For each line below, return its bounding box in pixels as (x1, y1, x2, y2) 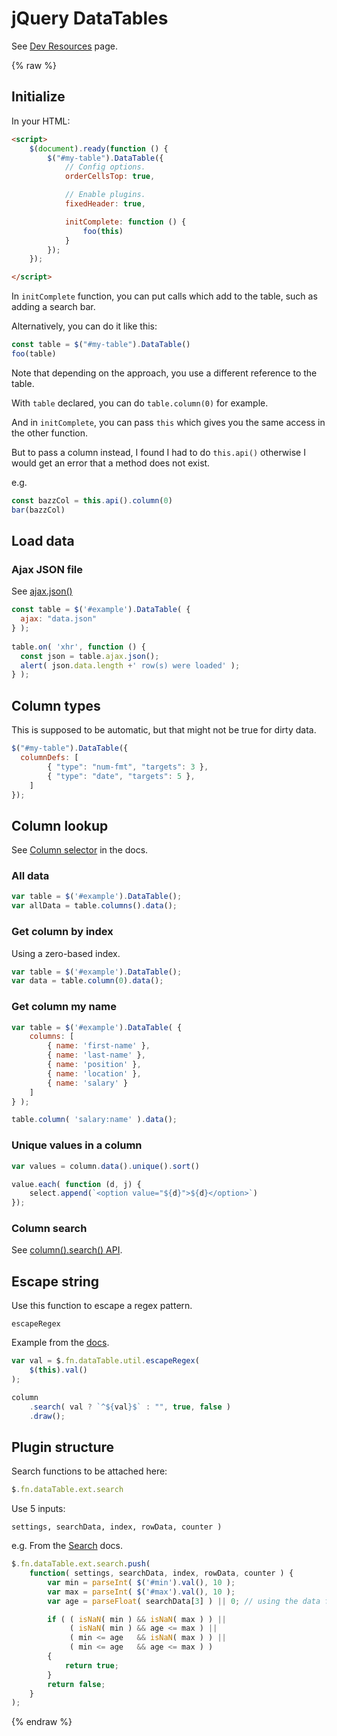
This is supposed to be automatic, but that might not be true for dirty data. (11, 724, 317, 736)
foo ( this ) (82, 226, 124, 236)
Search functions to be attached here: (11, 1465, 168, 1477)
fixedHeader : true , (64, 199, 146, 209)
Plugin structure (11, 1438, 115, 1456)
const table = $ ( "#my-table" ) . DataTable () (11, 340, 191, 350)
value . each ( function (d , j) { (11, 1179, 142, 1189)
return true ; (64, 1660, 119, 1671)
